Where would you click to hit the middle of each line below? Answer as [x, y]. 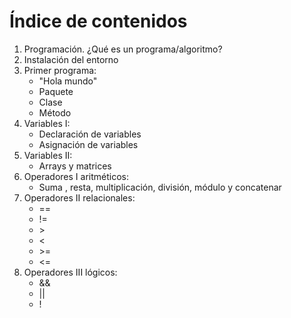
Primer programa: [60, 70]
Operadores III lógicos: [70, 272]
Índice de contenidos [98, 21]
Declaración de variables [90, 134]
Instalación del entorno [71, 59]
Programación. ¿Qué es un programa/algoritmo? [123, 49]
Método [55, 112]
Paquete [56, 91]
